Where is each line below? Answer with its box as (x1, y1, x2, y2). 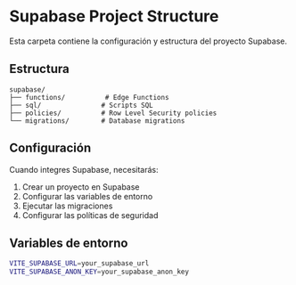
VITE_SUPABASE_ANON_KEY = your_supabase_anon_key (9, 267, 190, 277)
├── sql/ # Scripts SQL (9, 101, 153, 110)
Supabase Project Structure (9, 6, 219, 27)
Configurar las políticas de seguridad (21, 209, 159, 220)
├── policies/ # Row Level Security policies (9, 109, 218, 118)
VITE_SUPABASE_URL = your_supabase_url (9, 259, 150, 268)
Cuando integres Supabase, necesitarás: (9, 164, 159, 175)
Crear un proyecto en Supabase (21, 181, 140, 192)
